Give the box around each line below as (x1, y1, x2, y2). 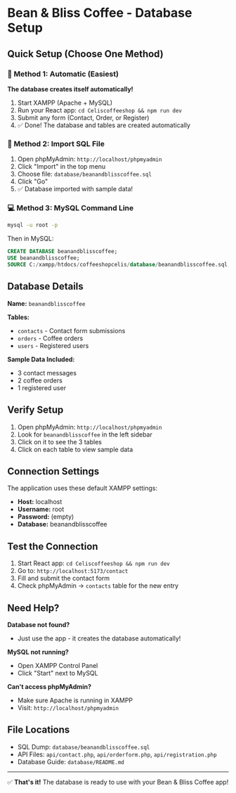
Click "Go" (17, 177, 48, 186)
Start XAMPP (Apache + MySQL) (17, 98, 113, 107)
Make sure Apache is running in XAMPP (17, 696, 133, 704)
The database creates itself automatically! (7, 84, 133, 93)
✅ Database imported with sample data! (17, 185, 133, 193)
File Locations (7, 724, 70, 736)
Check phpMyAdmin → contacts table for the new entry (17, 581, 179, 590)
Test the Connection (7, 540, 98, 553)
